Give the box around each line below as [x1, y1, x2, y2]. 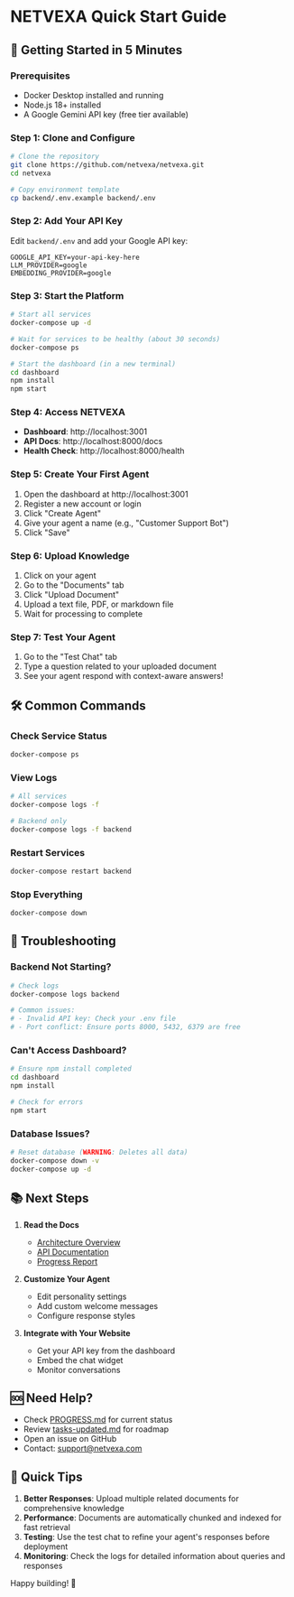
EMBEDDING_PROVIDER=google [10, 268, 112, 277]
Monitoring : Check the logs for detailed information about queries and [23, 1551, 286, 1562]
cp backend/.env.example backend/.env [10, 193, 156, 202]
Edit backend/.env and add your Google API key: [10, 235, 188, 246]
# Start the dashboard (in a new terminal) [10, 359, 177, 368]
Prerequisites [10, 70, 70, 82]
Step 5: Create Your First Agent [10, 468, 150, 480]
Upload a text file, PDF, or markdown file [23, 599, 174, 610]
